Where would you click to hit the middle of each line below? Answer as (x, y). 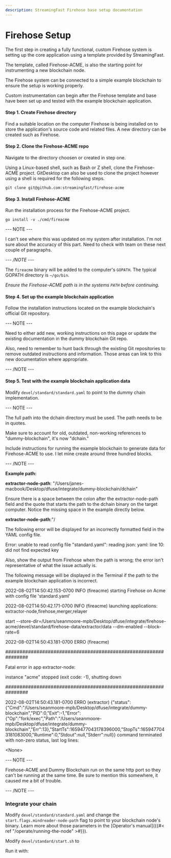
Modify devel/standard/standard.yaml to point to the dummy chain (75, 392)
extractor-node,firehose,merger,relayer (46, 611)
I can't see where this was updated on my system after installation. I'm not (83, 239)
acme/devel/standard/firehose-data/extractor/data (58, 626)
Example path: (21, 473)
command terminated (139, 734)
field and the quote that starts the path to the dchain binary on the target (81, 504)
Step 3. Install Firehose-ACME (38, 199)
